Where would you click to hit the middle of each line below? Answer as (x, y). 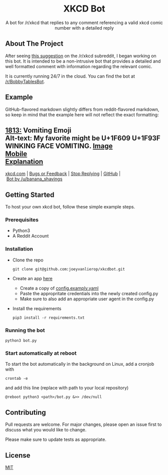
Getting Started (30, 195)
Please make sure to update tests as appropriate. (56, 439)
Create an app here (32, 278)
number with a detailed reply (84, 28)
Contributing (26, 412)
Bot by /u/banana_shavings (34, 179)
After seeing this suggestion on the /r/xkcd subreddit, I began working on (81, 56)
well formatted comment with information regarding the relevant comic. (79, 66)
